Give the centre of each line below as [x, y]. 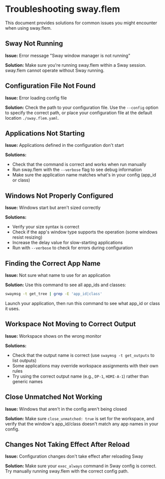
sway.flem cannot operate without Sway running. [55, 70]
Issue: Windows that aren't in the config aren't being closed [66, 409]
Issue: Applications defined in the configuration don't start [65, 145]
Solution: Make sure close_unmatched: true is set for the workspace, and [80, 418]
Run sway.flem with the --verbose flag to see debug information [77, 170]
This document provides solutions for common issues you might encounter [81, 23]
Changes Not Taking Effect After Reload [67, 444]
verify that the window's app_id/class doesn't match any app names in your [82, 424]
